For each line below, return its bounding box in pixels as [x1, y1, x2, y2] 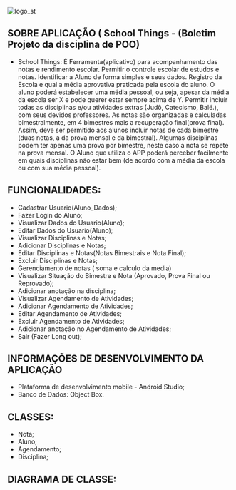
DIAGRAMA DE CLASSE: [7, 473, 117, 485]
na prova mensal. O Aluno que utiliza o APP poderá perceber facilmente [17, 148, 229, 157]
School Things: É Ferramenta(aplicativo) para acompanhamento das [17, 57, 218, 66]
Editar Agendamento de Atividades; [17, 309, 123, 317]
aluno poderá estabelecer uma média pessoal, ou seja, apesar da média [17, 88, 230, 96]
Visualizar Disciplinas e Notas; [17, 233, 107, 242]
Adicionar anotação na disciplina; [17, 286, 116, 295]
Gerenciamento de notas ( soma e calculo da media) [17, 264, 172, 272]
